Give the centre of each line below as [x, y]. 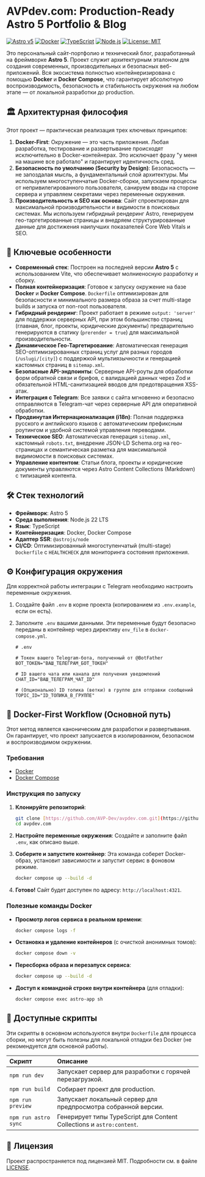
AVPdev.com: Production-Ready [91, 11]
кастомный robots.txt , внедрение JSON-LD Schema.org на [92, 443]
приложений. [23, 72]
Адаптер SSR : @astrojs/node [52, 539]
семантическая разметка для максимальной [107, 449]
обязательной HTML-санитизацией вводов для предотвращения [99, 384]
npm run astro [30, 1117]
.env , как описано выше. [47, 842]
